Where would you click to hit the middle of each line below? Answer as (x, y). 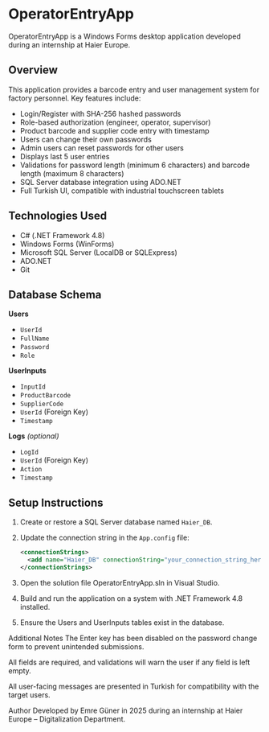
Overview (33, 70)
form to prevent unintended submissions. (76, 646)
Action (31, 470)
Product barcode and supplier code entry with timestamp (114, 130)
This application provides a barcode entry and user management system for (134, 89)
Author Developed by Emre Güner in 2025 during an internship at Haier (126, 710)
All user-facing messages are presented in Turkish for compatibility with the (134, 686)
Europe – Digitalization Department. (67, 719)
